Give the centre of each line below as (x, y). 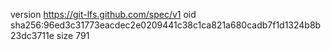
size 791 (73, 35)
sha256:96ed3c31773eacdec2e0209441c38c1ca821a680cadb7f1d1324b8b (166, 25)
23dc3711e (32, 35)
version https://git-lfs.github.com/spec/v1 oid (103, 14)
